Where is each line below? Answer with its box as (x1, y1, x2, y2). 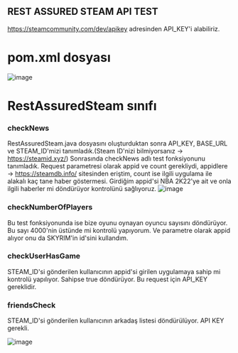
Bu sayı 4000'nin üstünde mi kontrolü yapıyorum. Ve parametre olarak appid (7, 226, 231, 234)
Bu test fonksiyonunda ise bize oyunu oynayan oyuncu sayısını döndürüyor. (7, 218, 228, 227)
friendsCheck (7, 300, 56, 310)
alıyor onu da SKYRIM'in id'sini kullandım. (7, 234, 129, 242)
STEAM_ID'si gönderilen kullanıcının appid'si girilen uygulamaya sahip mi (7, 267, 221, 276)
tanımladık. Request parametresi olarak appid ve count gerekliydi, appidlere (7, 162, 228, 170)
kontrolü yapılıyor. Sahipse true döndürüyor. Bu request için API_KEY (7, 275, 208, 283)
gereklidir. (7, 282, 37, 290)
